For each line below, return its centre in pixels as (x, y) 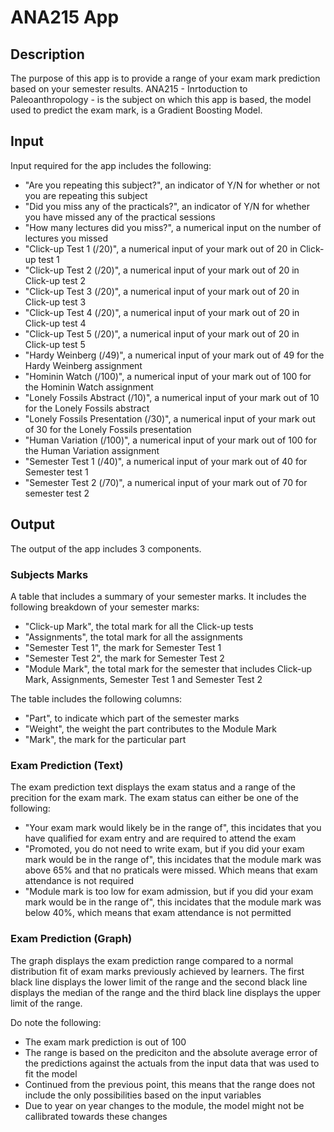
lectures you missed (66, 238)
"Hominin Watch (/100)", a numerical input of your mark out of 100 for (168, 376)
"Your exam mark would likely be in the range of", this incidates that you (173, 828)
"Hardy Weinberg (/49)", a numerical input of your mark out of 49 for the (174, 355)
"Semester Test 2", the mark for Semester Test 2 (124, 658)
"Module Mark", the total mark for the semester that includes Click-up (168, 668)
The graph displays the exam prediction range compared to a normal (152, 960)
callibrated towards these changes (96, 1116)
